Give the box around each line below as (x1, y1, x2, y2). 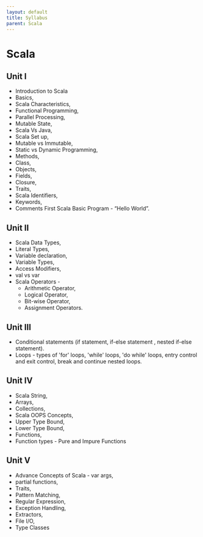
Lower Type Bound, (15, 424, 65, 431)
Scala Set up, (15, 133, 49, 141)
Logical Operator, (24, 291, 68, 298)
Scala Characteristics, (15, 101, 71, 108)
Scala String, (15, 392, 48, 399)
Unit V (6, 455, 31, 466)
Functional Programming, (15, 107, 79, 114)
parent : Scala (6, 20, 43, 26)
